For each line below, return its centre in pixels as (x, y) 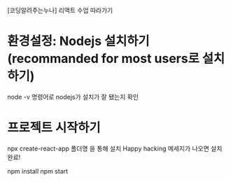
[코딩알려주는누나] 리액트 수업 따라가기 (60, 10)
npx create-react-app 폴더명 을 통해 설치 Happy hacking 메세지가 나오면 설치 (115, 148)
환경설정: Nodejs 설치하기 (78, 41)
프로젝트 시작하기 (54, 128)
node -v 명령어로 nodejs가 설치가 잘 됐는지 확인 (73, 97)
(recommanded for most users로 (103, 59)
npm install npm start (38, 171)
